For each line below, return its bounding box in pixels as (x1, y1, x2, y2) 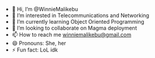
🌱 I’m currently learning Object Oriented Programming (11, 18, 145, 25)
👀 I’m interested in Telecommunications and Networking (11, 12, 150, 19)
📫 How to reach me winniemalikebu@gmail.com (11, 31, 132, 38)
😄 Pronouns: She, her (11, 40, 67, 47)
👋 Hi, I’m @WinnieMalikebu (11, 6, 79, 12)
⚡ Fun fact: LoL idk (11, 46, 58, 53)
